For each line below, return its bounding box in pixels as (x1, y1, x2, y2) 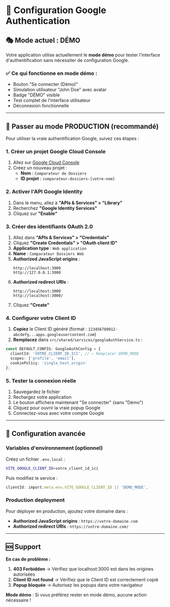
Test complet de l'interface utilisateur (13, 97, 91, 103)
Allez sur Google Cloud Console (13, 159, 80, 165)
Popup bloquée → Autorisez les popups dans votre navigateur (13, 582, 143, 588)
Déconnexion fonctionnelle (13, 103, 69, 109)
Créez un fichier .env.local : (6, 456, 66, 462)
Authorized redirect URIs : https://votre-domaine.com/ (13, 523, 129, 529)
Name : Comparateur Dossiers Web (13, 251, 84, 256)
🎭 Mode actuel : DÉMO (6, 36, 80, 44)
